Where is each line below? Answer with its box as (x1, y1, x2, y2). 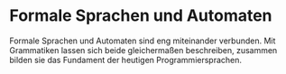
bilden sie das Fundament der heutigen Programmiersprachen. (9, 54, 242, 65)
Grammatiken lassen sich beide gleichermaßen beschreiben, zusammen (9, 44, 278, 55)
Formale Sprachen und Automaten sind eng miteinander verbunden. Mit (9, 35, 276, 46)
